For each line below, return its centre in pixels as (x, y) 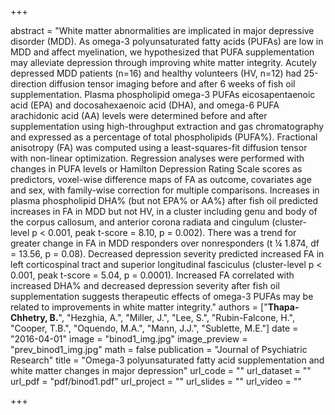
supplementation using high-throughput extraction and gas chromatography (167, 126)
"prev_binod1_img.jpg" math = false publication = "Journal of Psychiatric (159, 349)
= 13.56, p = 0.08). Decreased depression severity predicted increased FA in (167, 254)
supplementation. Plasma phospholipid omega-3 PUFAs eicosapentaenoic (163, 94)
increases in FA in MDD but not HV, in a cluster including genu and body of (164, 211)
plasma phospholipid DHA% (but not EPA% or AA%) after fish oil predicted (164, 200)
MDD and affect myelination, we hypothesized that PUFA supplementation (162, 52)
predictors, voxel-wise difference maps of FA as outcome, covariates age (161, 179)
